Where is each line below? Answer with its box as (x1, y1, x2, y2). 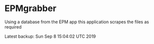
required (4, 24, 22, 29)
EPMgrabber (4, 3, 57, 14)
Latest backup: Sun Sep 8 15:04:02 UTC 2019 (4, 33, 96, 39)
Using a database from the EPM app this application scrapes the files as (4, 19, 149, 25)
